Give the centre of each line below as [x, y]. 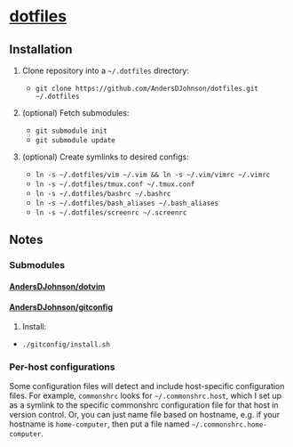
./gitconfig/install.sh [66, 345]
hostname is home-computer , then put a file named [99, 424]
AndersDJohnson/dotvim [57, 286]
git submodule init [71, 131]
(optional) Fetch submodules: [75, 113]
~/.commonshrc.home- [230, 425]
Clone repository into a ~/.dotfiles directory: [105, 70]
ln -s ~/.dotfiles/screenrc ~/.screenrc [111, 213]
